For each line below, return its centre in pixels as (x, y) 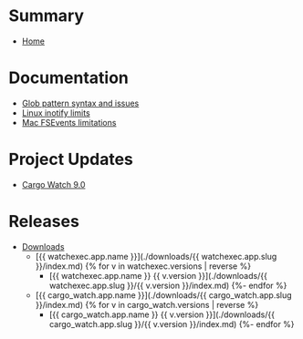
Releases (44, 221)
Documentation (69, 78)
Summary (46, 16)
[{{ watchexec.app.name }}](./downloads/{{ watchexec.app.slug (156, 256)
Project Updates (71, 159)
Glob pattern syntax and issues (80, 103)
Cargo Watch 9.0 (53, 184)
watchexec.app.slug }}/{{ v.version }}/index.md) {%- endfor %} (168, 285)
